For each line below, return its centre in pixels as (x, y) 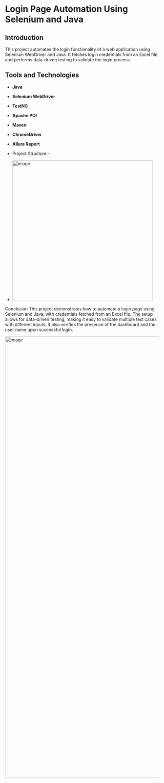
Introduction (24, 38)
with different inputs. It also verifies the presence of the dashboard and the (80, 324)
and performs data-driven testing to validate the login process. (68, 60)
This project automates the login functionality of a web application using (78, 49)
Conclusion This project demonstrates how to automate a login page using (80, 309)
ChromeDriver (27, 134)
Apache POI (24, 115)
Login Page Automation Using (67, 9)
